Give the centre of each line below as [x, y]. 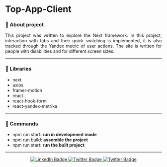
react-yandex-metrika [35, 106]
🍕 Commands [22, 124]
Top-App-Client [39, 9]
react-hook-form [30, 101]
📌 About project [24, 25]
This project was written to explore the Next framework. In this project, [83, 35]
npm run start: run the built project [48, 145]
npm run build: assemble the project [50, 140]
